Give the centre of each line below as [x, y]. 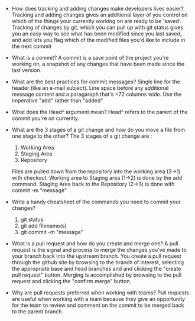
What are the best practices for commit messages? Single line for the [96, 82]
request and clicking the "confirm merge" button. [71, 281]
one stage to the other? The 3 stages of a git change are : [82, 136]
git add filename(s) [43, 226]
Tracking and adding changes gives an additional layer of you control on [100, 15]
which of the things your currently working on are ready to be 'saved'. [97, 21]
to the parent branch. [38, 312]
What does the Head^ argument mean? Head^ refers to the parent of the [100, 112]
